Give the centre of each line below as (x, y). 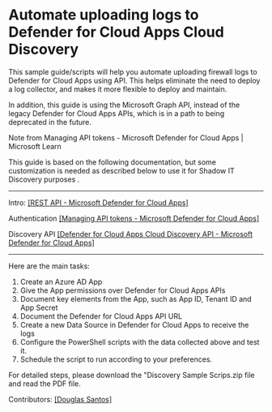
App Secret (39, 307)
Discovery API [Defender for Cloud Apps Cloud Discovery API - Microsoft (131, 234)
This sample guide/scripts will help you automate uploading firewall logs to (133, 71)
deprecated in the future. (50, 122)
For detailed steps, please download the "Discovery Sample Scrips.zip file (132, 375)
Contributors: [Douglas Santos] (60, 399)
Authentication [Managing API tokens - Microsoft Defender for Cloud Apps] (134, 218)
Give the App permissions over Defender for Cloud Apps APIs (123, 290)
